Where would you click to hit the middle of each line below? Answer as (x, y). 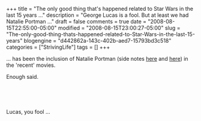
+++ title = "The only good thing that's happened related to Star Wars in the (100, 9)
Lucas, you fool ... (28, 112)
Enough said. (22, 77)
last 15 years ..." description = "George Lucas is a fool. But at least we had (97, 15)
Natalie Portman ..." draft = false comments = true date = (76, 21)
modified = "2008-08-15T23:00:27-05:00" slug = (119, 28)
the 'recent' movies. (31, 65)
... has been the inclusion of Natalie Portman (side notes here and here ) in (97, 59)
